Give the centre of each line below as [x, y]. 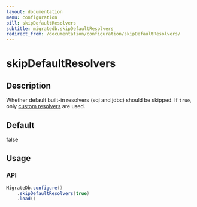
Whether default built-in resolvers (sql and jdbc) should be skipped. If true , [99, 100]
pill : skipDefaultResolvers [41, 23]
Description [28, 85]
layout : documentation [34, 12]
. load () [26, 199]
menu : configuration [32, 17]
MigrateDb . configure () [34, 188]
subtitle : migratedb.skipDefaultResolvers [60, 28]
